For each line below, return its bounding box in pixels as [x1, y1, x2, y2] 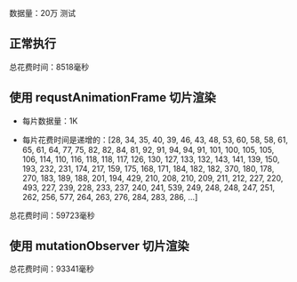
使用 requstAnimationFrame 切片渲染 [9, 90, 216, 105]
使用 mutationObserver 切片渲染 [9, 238, 189, 254]
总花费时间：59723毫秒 [9, 210, 95, 221]
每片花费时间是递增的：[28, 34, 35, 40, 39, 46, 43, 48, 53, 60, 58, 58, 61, [21, 134, 289, 145]
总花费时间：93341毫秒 [9, 263, 95, 274]
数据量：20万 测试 [9, 8, 76, 18]
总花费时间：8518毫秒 [9, 61, 90, 72]
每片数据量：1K [21, 115, 78, 126]
